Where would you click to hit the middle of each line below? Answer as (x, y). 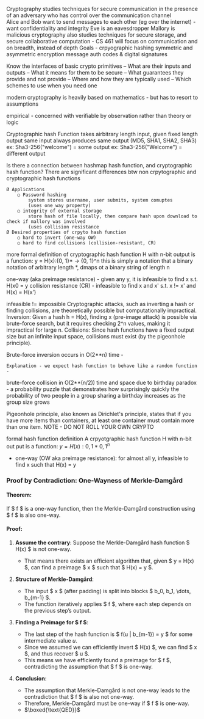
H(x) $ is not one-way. (43, 549)
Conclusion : (31, 678)
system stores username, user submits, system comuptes (100, 200)
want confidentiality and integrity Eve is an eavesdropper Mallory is (91, 28)
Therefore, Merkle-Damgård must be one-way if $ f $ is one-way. (107, 703)
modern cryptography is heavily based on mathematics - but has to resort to (102, 97)
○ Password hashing (42, 195)
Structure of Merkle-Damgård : (55, 579)
